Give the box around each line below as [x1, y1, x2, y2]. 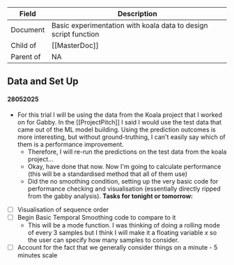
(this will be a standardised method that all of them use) [27, 170, 188, 178]
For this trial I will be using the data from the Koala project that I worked [17, 111, 223, 119]
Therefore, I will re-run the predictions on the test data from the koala [27, 147, 227, 156]
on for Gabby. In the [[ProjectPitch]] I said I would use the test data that [17, 118, 221, 126]
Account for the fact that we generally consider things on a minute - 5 [17, 243, 218, 251]
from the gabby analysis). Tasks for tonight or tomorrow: [27, 191, 194, 200]
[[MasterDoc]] [51, 41, 99, 50]
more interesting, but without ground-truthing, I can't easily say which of [17, 132, 226, 141]
